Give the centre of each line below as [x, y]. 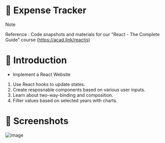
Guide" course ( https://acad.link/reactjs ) [48, 40]
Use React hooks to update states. [49, 84]
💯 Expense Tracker [46, 10]
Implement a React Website [41, 74]
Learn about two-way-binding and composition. [63, 95]
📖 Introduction [36, 60]
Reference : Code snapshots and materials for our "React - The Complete [82, 34]
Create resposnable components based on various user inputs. [79, 90]
